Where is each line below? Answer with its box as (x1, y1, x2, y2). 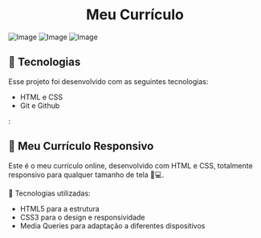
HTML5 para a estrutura (19, 204, 100, 213)
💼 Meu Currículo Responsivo (8, 139, 154, 153)
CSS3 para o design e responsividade (19, 212, 145, 222)
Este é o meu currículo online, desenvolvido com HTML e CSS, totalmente (8, 160, 253, 170)
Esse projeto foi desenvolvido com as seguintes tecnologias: (8, 76, 209, 86)
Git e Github (19, 100, 60, 110)
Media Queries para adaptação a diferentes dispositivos (19, 220, 206, 230)
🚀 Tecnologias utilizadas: (8, 188, 91, 198)
